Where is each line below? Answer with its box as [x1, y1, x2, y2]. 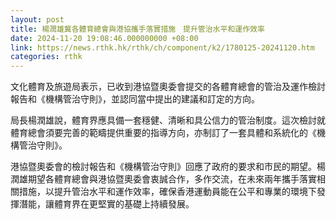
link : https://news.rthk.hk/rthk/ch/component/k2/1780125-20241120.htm [10, 42, 315, 53]
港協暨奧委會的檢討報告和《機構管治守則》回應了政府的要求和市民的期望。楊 [10, 161, 326, 173]
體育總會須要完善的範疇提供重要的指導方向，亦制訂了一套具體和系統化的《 [10, 127, 317, 139]
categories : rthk [10, 52, 83, 62]
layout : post [10, 14, 65, 25]
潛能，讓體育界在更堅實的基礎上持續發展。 [18, 198, 195, 210]
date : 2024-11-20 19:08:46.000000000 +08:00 [10, 33, 199, 43]
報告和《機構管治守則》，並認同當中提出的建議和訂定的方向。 [10, 93, 260, 105]
